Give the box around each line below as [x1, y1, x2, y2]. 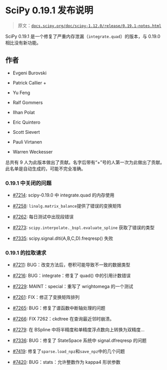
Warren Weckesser [12, 149, 53, 155]
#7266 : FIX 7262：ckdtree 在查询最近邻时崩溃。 [12, 316, 115, 322]
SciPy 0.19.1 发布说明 [5, 5, 93, 16]
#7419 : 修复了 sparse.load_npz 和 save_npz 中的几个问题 [12, 348, 125, 354]
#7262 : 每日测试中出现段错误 [12, 214, 74, 220]
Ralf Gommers [12, 99, 43, 105]
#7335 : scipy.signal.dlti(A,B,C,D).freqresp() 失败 [12, 235, 114, 242]
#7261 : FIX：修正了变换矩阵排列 [12, 294, 80, 300]
